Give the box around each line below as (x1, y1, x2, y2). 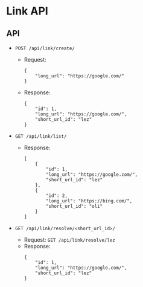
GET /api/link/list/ (14, 134, 67, 140)
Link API (6, 4, 48, 18)
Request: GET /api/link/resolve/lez (24, 236, 116, 243)
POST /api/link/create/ (14, 45, 75, 51)
